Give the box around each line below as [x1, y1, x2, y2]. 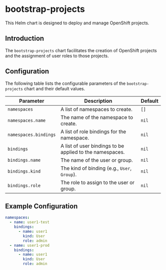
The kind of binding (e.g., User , [60, 165, 132, 172]
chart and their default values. [24, 85, 85, 91]
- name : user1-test [9, 220, 50, 225]
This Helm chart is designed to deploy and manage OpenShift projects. [5, 20, 150, 26]
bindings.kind [7, 168, 41, 174]
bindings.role [7, 183, 41, 188]
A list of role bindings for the [60, 128, 126, 135]
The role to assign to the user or [60, 179, 135, 186]
